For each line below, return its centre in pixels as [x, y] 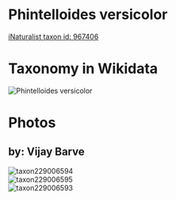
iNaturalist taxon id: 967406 [54, 37]
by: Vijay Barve [46, 152]
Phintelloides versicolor [88, 15]
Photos [32, 123]
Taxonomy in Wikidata [83, 69]
